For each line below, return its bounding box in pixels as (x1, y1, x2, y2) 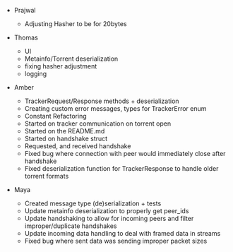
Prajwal (13, 6, 36, 14)
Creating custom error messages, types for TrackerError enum (24, 104, 207, 112)
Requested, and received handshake (24, 142, 131, 150)
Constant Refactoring (24, 112, 87, 120)
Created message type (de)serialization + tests (24, 199, 162, 208)
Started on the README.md (24, 127, 105, 135)
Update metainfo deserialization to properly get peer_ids (24, 207, 189, 215)
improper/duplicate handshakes (24, 222, 118, 230)
